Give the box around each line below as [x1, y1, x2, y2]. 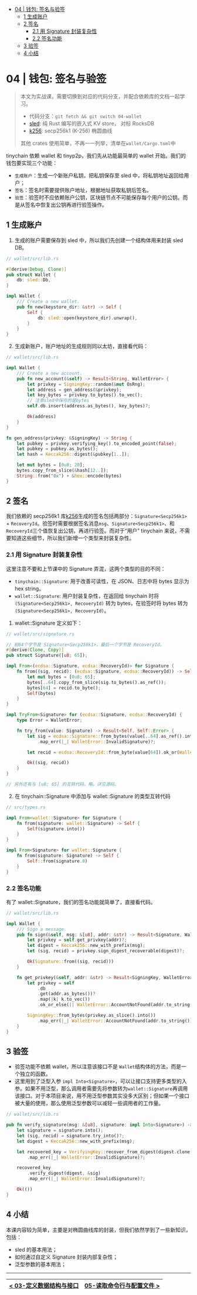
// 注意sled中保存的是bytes [27, 398, 90, 404]
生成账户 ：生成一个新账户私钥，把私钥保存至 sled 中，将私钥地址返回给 [14, 172, 184, 179]
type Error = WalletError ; [16, 717, 83, 723]
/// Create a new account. [16, 370, 83, 376]
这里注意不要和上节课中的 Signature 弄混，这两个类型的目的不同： [6, 565, 166, 572]
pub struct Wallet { [6, 272, 57, 278]
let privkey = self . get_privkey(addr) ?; [27, 937, 127, 943]
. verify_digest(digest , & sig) [27, 1170, 101, 1177]
